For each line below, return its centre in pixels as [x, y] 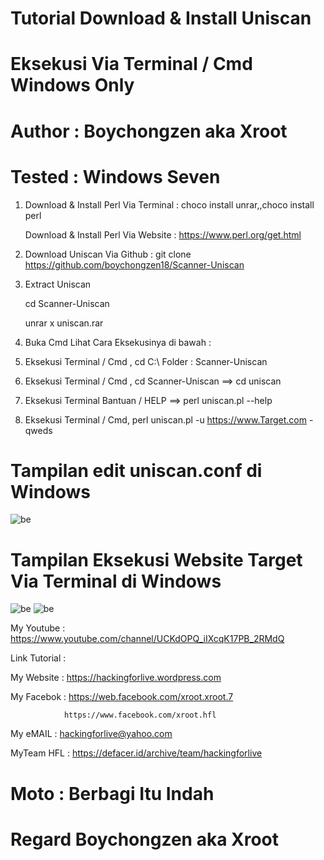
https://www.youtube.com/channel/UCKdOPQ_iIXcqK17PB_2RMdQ [147, 639]
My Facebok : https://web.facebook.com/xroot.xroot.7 [122, 697]
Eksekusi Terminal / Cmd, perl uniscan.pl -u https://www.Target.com [165, 419]
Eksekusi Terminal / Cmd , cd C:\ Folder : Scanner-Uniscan [146, 361]
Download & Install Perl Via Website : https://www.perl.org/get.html [163, 234]
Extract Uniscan [58, 284]
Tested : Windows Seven [115, 176]
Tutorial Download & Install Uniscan [161, 18]
